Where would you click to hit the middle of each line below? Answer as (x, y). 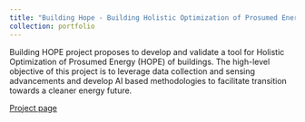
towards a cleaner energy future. (71, 90)
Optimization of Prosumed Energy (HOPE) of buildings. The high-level (140, 61)
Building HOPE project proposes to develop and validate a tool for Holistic (147, 52)
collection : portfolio (52, 26)
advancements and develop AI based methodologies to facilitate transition (148, 80)
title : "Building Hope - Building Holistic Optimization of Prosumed (144, 18)
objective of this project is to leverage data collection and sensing (133, 71)
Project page (33, 108)
